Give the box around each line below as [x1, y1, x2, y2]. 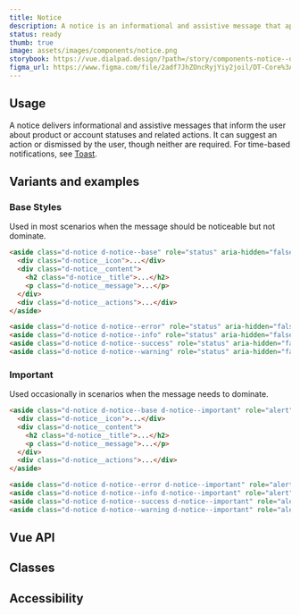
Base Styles [9, 201, 62, 213]
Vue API [9, 530, 55, 545]
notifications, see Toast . [9, 148, 98, 159]
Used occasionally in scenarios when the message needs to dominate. [9, 389, 270, 400]
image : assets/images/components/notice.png [9, 46, 178, 55]
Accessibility [9, 591, 84, 606]
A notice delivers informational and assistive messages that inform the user [9, 120, 287, 131]
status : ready [9, 29, 62, 38]
